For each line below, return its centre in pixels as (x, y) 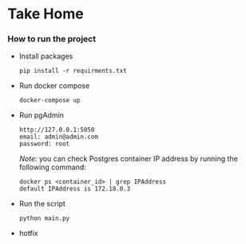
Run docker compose (54, 86)
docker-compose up (50, 101)
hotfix (28, 234)
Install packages (46, 56)
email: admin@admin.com (59, 137)
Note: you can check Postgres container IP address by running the (129, 159)
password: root (44, 144)
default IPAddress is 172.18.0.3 (75, 189)
